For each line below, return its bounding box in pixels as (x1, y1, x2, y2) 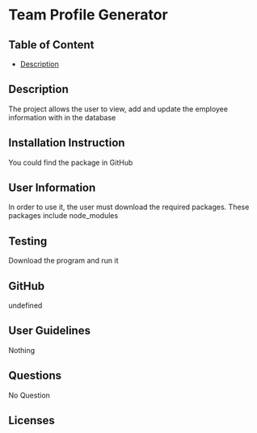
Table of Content (8, 38, 95, 52)
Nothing (8, 345, 36, 355)
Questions (8, 369, 62, 383)
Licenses (8, 414, 55, 427)
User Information (8, 181, 96, 195)
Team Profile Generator (8, 6, 168, 24)
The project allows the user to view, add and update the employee (8, 103, 229, 114)
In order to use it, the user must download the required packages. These (8, 202, 250, 212)
